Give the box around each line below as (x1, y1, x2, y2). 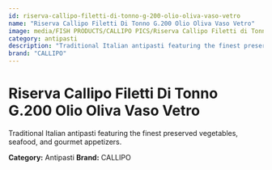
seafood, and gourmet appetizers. (8, 137, 122, 147)
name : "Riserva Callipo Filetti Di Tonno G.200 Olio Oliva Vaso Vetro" (8, 19, 255, 28)
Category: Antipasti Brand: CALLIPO (8, 152, 131, 162)
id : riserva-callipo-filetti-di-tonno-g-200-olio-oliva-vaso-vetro (8, 11, 241, 20)
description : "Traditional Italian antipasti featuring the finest (8, 42, 241, 50)
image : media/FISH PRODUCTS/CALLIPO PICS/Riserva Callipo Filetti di (8, 27, 249, 35)
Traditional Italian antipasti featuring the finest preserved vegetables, (8, 128, 239, 138)
